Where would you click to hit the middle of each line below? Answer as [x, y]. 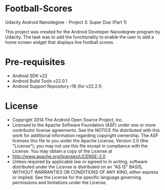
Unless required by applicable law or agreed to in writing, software [80, 161]
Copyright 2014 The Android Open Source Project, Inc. [68, 120]
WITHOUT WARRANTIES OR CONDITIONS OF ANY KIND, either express [85, 172]
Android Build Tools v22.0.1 [40, 81]
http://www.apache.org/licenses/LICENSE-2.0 [59, 156]
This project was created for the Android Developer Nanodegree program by [83, 32]
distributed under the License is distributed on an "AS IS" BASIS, [78, 167]
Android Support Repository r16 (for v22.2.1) [57, 86]
